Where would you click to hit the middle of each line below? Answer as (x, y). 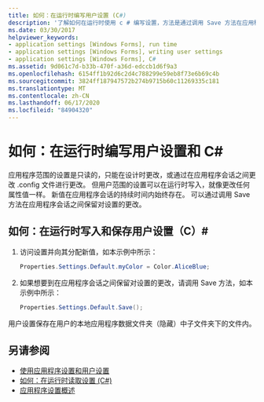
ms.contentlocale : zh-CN (49, 96)
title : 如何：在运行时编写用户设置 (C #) (68, 15)
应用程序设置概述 (47, 390)
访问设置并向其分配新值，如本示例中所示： (88, 251)
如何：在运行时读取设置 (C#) (66, 381)
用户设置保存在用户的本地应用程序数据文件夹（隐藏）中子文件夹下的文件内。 (132, 323)
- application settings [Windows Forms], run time (93, 45)
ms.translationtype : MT (47, 88)
